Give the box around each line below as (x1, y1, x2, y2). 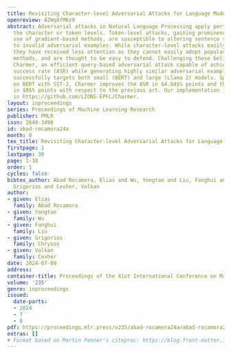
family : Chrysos (13, 240, 60, 248)
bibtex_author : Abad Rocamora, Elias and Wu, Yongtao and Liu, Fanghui (7, 176, 217, 183)
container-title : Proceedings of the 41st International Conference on (7, 273, 217, 280)
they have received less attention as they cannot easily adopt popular (13, 49, 226, 56)
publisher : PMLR (7, 112, 54, 119)
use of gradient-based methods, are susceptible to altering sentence (13, 36, 220, 43)
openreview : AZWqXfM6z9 (7, 17, 76, 23)
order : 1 (7, 163, 32, 171)
